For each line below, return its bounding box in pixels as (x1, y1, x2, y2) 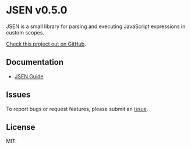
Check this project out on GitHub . (6, 40, 86, 47)
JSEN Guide (14, 72, 44, 79)
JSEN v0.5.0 (6, 4, 68, 17)
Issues (6, 90, 31, 100)
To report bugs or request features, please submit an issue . (6, 105, 148, 112)
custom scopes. (6, 29, 45, 36)
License (6, 122, 36, 132)
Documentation (6, 57, 64, 67)
